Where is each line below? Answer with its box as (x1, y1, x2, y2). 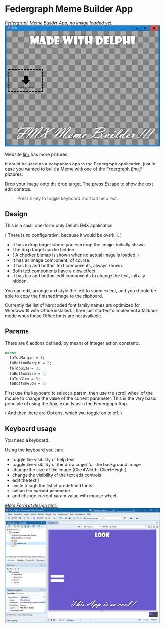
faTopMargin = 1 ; (9, 355, 45, 360)
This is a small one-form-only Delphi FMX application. (5, 222, 114, 229)
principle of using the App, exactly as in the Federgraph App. (5, 401, 129, 407)
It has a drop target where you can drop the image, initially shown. (12, 242, 146, 247)
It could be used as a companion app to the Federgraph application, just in (5, 161, 156, 166)
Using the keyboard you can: (5, 447, 64, 453)
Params (5, 327, 29, 335)
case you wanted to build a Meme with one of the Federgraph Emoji (5, 166, 142, 172)
